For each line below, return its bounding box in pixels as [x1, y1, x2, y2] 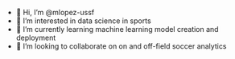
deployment [15, 33, 56, 42]
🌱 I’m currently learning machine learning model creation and [15, 25, 219, 33]
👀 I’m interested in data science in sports [15, 16, 151, 26]
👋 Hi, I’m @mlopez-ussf [15, 8, 95, 17]
